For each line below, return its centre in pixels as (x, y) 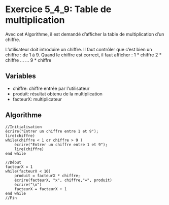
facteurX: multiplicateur (37, 99)
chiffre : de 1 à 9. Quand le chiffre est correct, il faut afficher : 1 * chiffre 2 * (83, 55)
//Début (13, 162)
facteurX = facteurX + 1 (41, 189)
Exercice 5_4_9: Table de (58, 9)
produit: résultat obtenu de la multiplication (58, 94)
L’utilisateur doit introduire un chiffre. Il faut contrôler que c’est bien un (79, 49)
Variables (21, 76)
